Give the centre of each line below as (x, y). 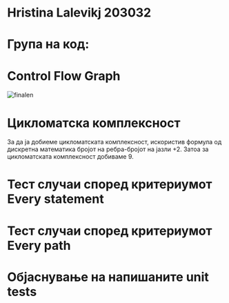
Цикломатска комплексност (94, 123)
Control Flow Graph (64, 76)
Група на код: (48, 45)
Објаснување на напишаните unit (108, 277)
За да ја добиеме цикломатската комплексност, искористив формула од (114, 142)
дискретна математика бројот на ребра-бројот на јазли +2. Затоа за (108, 149)
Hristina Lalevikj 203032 (79, 13)
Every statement (56, 199)
